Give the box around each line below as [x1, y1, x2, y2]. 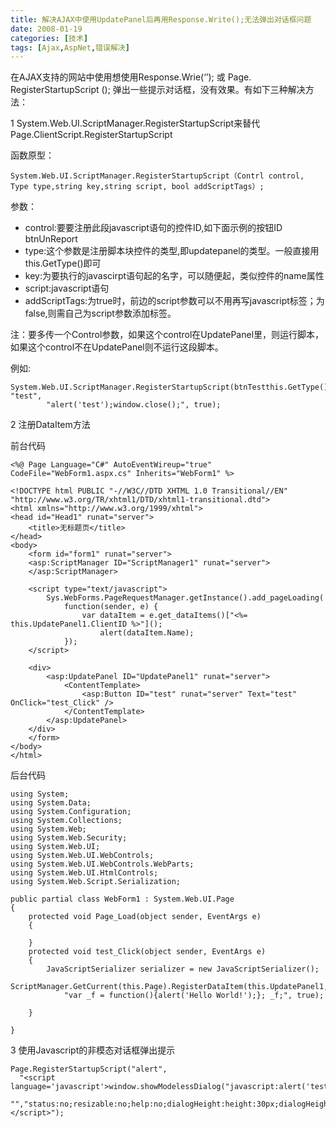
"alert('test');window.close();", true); [46, 400, 222, 410]
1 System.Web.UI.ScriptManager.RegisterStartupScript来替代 [10, 117, 261, 130]
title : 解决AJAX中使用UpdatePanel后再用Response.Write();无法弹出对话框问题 [10, 14, 312, 25]
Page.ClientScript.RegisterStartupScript [10, 129, 173, 141]
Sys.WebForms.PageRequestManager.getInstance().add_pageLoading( [46, 593, 325, 603]
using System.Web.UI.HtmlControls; [10, 868, 159, 878]
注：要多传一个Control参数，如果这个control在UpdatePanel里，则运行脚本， [10, 329, 325, 341]
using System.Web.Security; [10, 833, 128, 843]
